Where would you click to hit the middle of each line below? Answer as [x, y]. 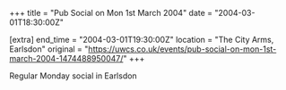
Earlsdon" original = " [49, 49]
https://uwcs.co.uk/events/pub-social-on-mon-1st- [182, 49]
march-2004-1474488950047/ [66, 58]
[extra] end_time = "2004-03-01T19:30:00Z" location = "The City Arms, [142, 40]
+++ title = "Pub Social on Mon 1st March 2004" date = [111, 13]
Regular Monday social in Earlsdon [73, 76]
